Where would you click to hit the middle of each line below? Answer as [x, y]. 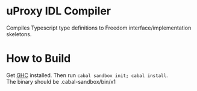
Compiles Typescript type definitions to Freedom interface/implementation [99, 28]
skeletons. [19, 34]
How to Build [39, 59]
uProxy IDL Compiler [59, 11]
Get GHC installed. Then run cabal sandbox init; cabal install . [87, 75]
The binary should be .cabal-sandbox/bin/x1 [61, 81]
